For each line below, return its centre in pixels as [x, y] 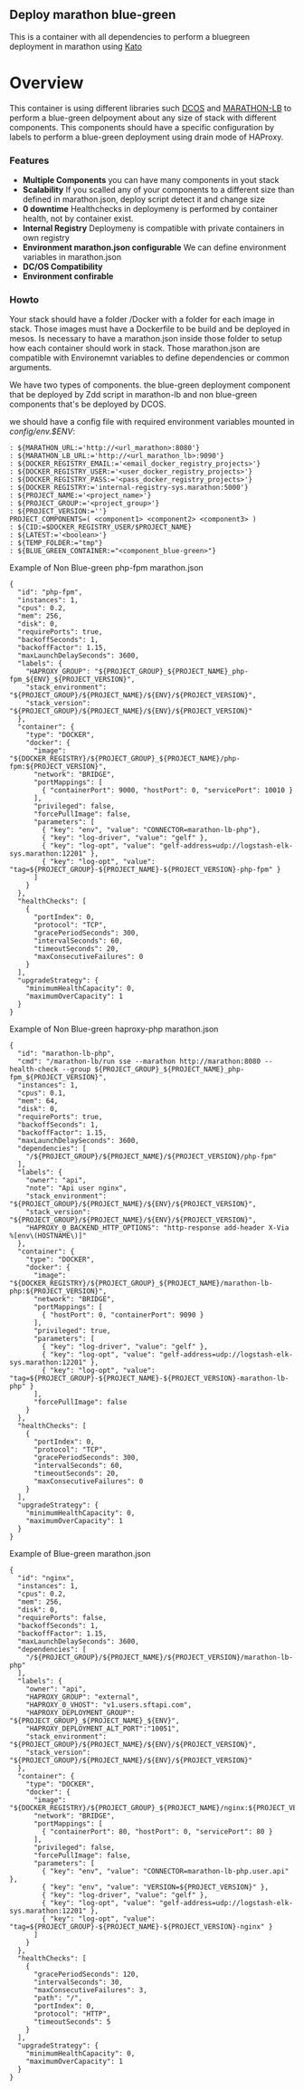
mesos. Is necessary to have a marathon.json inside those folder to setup [146, 339]
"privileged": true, [72, 1331]
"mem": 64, [38, 1101]
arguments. [31, 368]
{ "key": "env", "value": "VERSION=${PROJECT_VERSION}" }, [156, 1887]
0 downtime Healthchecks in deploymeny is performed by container [150, 209]
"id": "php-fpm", [50, 592]
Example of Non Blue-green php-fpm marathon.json [106, 568]
